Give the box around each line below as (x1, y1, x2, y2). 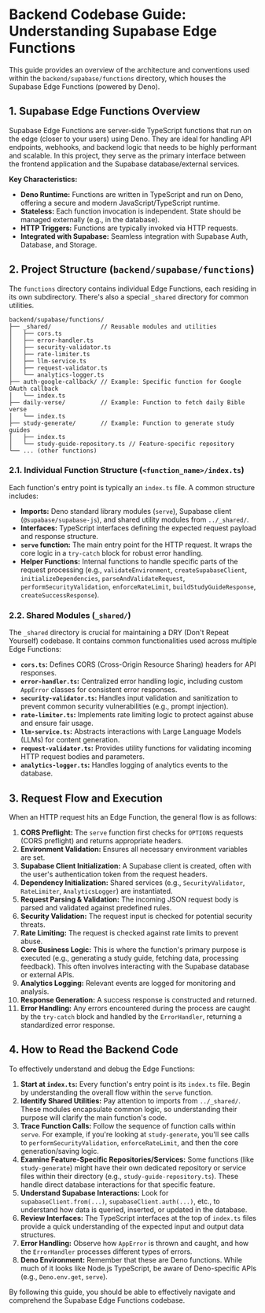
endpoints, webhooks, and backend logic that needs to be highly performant (9, 142, 257, 151)
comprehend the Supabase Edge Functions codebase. (9, 1295, 186, 1305)
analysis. (20, 987, 50, 996)
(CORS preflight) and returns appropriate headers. (20, 835, 183, 845)
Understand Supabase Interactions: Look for (20, 1188, 169, 1197)
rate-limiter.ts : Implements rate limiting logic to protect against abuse (20, 710, 254, 720)
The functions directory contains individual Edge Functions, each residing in (9, 284, 256, 293)
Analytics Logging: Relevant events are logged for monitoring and (20, 978, 237, 988)
